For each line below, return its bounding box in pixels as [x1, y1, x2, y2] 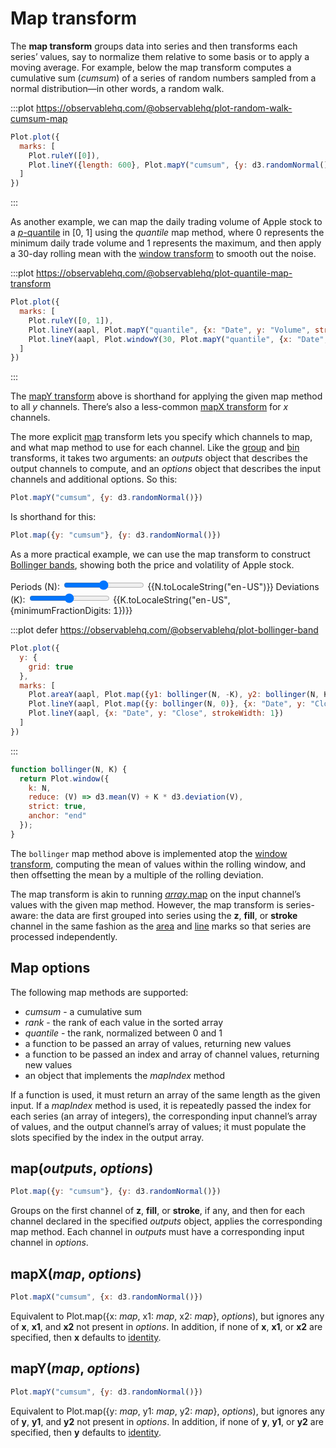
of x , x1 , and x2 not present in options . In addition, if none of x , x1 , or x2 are [10, 1321, 323, 1332]
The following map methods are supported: [10, 986, 189, 998]
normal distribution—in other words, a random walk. [10, 82, 225, 94]
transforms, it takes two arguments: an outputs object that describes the [10, 452, 308, 464]
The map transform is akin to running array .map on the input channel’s [10, 888, 302, 900]
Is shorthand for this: [10, 511, 97, 523]
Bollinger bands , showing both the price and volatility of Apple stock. [10, 559, 295, 571]
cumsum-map [10, 112, 68, 124]
